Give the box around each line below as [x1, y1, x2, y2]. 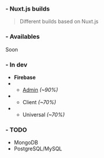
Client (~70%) [22, 98, 56, 105]
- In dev [5, 60, 27, 68]
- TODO [5, 125, 27, 133]
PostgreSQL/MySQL [13, 145, 62, 152]
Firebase [13, 74, 36, 81]
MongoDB [13, 139, 38, 146]
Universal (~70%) [22, 111, 65, 118]
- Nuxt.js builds [5, 5, 50, 13]
